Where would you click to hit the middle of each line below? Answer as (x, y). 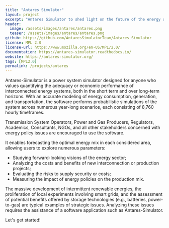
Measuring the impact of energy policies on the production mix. (78, 179)
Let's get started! (23, 220)
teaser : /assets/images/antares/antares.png (57, 33)
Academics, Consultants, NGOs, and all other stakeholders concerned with (83, 128)
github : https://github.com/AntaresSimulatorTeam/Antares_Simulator (78, 38)
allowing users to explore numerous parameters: (55, 148)
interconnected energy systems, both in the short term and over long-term (82, 91)
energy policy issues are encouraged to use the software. (65, 133)
